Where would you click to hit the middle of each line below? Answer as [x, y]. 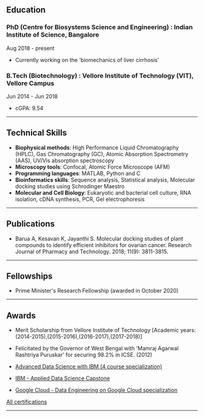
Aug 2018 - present [30, 48]
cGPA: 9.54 [29, 108]
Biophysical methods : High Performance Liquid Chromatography [97, 147]
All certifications [27, 402]
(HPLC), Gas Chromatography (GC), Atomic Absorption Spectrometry [102, 154]
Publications [31, 224]
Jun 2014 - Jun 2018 [32, 96]
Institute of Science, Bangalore [53, 35]
